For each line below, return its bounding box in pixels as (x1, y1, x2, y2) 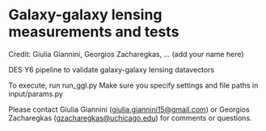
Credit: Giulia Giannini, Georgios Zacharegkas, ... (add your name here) (8, 49, 244, 59)
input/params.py (8, 88, 63, 98)
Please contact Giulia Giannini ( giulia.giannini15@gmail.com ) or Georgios (8, 104, 251, 114)
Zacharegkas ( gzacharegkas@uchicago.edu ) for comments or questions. (8, 113, 252, 122)
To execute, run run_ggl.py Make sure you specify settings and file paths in (8, 80, 259, 90)
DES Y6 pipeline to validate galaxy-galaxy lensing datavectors (8, 64, 215, 74)
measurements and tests (8, 23, 179, 41)
